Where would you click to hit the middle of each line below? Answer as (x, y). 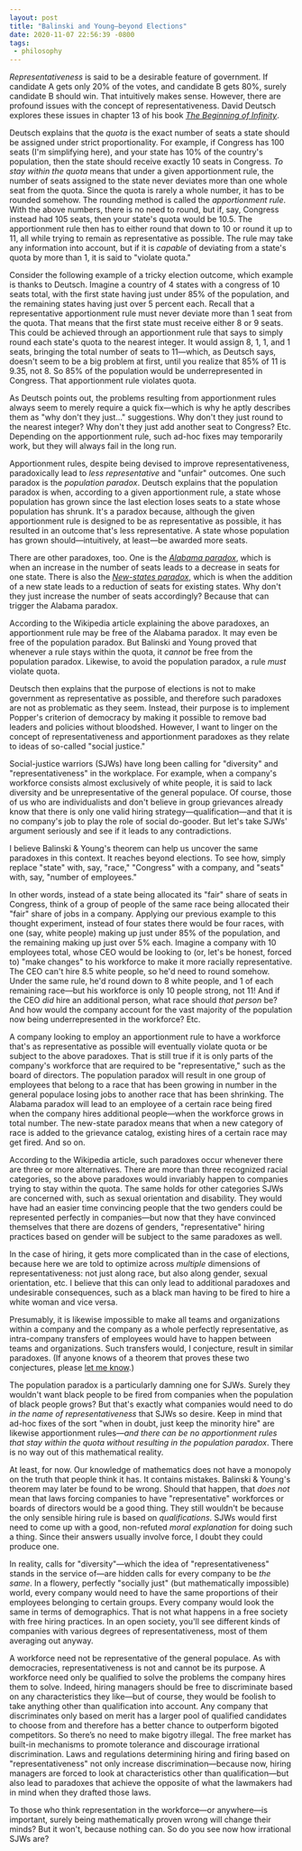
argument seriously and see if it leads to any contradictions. (120, 831)
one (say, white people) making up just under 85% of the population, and (145, 933)
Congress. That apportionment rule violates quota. (103, 381)
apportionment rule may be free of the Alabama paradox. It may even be (143, 633)
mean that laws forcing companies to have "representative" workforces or (147, 1499)
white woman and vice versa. (64, 1302)
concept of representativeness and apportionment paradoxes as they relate (150, 737)
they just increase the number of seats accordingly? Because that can (139, 596)
